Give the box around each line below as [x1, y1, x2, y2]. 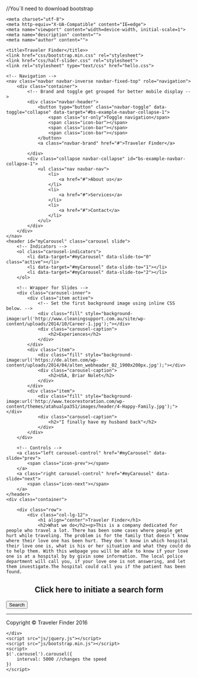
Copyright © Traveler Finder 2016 [6, 619, 88, 626]
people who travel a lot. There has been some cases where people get [6, 528, 183, 533]
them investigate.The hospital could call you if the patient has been [6, 564, 186, 569]
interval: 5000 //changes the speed [16, 656, 107, 662]
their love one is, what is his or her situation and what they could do [6, 543, 192, 549]
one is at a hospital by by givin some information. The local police [6, 553, 183, 559]
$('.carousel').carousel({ [6, 651, 72, 657]
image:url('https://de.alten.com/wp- [6, 357, 99, 363]
